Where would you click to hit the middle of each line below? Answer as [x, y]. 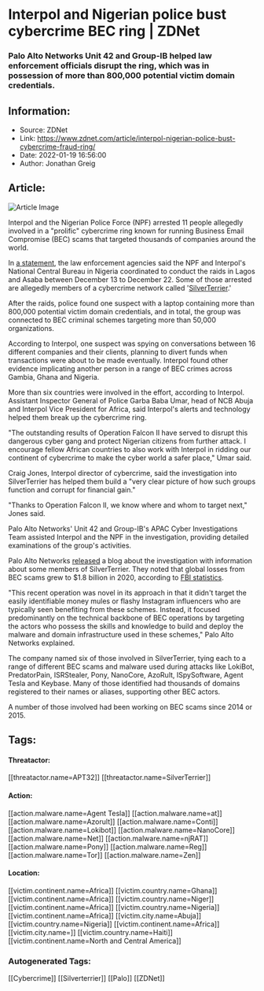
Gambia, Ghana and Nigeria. [54, 377]
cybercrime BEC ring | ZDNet [104, 31]
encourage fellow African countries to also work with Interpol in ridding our [130, 449]
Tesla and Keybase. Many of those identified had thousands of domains [124, 683]
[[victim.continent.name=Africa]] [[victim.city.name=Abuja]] [105, 915]
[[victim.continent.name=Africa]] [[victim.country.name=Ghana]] [113, 890]
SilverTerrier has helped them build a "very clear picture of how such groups [132, 481]
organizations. [31, 328]
